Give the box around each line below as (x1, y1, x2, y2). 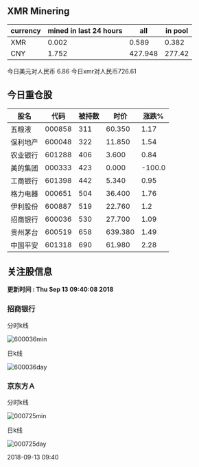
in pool (165, 25, 189, 35)
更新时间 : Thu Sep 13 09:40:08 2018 (7, 285, 114, 294)
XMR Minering (7, 5, 70, 17)
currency (10, 25, 41, 35)
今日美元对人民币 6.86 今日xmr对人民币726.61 (7, 67, 137, 75)
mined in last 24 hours (47, 25, 123, 35)
